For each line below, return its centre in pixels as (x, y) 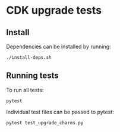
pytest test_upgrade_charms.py (45, 122)
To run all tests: (25, 90)
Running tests (33, 76)
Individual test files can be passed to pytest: (60, 112)
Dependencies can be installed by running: (59, 46)
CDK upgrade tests (54, 10)
